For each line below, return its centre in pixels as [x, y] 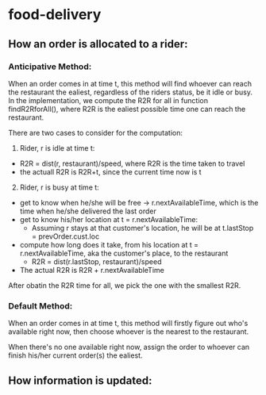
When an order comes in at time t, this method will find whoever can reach [130, 83]
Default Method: [40, 305]
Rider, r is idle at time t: [57, 148]
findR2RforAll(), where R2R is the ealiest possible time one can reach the [127, 109]
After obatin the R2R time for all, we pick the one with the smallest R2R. [125, 285]
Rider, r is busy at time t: [59, 187]
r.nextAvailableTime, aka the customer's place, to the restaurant [124, 253]
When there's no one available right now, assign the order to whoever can [129, 347]
